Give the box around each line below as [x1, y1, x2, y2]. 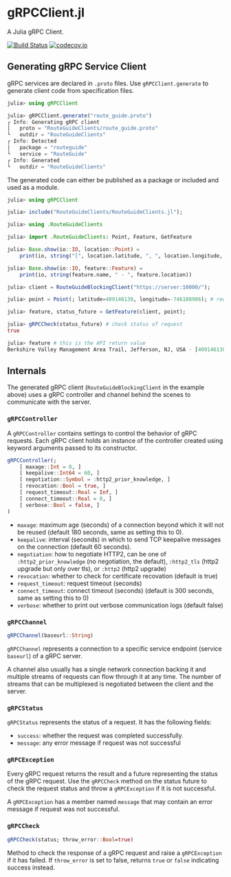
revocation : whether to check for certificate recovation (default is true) [16, 572, 218, 580]
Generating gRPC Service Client [7, 61, 146, 73]
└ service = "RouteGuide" [7, 150, 88, 158]
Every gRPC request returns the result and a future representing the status [7, 770, 218, 778]
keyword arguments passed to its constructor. [7, 444, 137, 452]
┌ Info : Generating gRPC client [7, 118, 100, 125]
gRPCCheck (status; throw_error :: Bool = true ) [7, 836, 134, 843]
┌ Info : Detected [7, 138, 57, 145]
